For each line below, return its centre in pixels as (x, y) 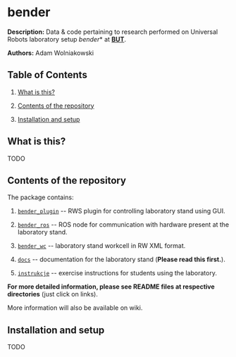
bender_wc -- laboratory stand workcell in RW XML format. (101, 246)
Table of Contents (48, 75)
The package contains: (41, 197)
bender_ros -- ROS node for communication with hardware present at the (123, 225)
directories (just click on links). (53, 294)
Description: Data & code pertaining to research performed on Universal (113, 32)
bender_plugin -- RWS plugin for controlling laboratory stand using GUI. (121, 211)
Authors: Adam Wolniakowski (50, 53)
